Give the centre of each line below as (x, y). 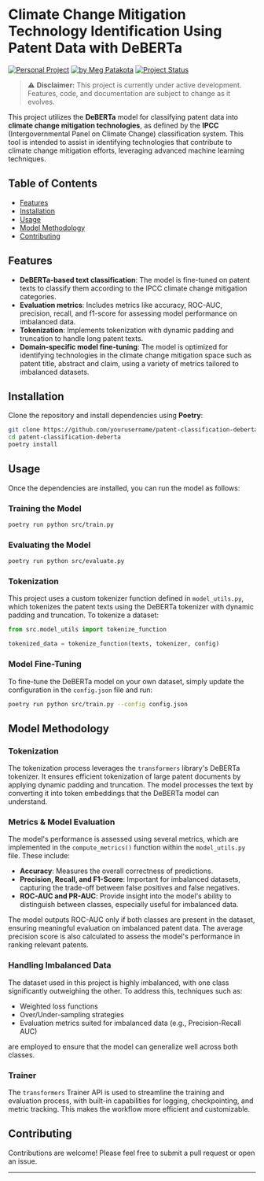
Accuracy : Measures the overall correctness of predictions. (116, 871)
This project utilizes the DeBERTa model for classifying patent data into (123, 117)
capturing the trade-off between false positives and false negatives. (129, 888)
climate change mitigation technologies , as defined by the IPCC (114, 125)
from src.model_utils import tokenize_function (88, 630)
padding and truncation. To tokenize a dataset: (84, 615)
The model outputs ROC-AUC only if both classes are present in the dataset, (132, 920)
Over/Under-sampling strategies (71, 1014)
